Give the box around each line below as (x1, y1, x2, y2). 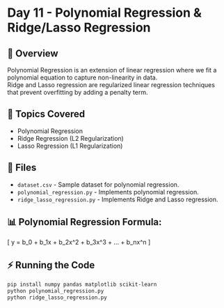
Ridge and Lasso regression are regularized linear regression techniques (7, 81, 216, 88)
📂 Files (7, 162, 37, 174)
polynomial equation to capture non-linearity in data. (7, 73, 158, 82)
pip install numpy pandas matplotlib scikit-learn (7, 281, 157, 288)
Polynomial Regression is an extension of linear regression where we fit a (7, 66, 217, 74)
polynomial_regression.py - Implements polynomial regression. (17, 187, 200, 196)
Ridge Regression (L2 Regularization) (17, 134, 124, 142)
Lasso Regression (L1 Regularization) (17, 141, 123, 150)
